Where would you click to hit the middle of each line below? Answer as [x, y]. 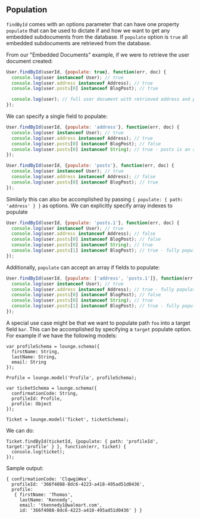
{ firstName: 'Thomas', [43, 495]
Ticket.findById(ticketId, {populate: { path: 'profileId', [82, 441]
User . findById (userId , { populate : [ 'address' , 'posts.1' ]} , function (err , [101, 278]
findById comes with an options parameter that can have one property [93, 24]
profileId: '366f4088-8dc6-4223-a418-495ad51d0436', [78, 484]
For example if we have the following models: [62, 335]
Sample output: [25, 468]
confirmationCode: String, [45, 393]
